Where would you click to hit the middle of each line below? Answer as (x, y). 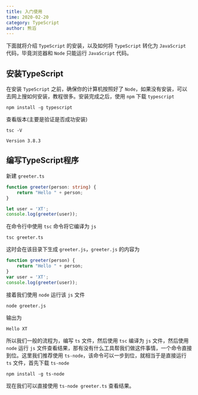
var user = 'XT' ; (27, 277)
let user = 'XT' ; (27, 209)
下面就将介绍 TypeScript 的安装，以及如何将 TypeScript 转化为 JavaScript (96, 46)
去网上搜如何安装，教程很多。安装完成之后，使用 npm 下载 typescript (90, 97)
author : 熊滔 (21, 28)
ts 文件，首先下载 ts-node (38, 362)
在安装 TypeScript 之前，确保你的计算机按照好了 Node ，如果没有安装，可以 (97, 89)
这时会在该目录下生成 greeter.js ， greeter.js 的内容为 (73, 249)
